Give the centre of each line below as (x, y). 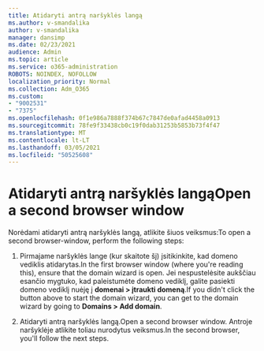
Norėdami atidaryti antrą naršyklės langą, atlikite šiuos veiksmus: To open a (129, 233)
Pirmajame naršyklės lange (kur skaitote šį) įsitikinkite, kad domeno (128, 256)
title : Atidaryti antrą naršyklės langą (76, 15)
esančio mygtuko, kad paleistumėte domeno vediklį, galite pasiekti (127, 282)
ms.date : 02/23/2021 (42, 45)
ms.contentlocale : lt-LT (49, 140)
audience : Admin (35, 52)
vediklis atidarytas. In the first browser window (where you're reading (131, 264)
